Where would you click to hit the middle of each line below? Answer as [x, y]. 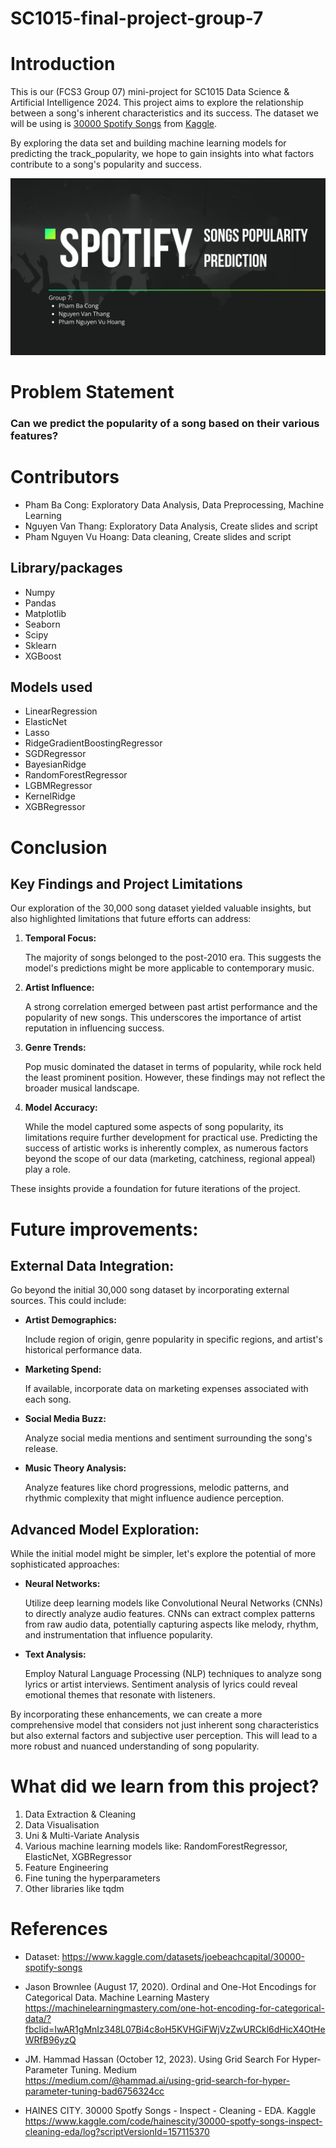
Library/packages [66, 568]
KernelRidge [50, 796]
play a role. [48, 1169]
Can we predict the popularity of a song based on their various [165, 423]
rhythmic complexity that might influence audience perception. [154, 1498]
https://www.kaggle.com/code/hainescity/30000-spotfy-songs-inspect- [173, 2121]
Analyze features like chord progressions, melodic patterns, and [157, 1488]
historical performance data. [83, 1350]
